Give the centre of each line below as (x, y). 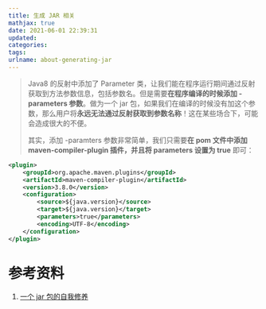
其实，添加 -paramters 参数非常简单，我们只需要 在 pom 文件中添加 (138, 140)
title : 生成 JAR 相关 (42, 15)
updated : (23, 38)
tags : (17, 52)
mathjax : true (32, 23)
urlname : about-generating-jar (60, 60)
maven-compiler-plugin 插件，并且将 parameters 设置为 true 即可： (141, 150)
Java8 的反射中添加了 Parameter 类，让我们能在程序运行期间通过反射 (141, 83)
